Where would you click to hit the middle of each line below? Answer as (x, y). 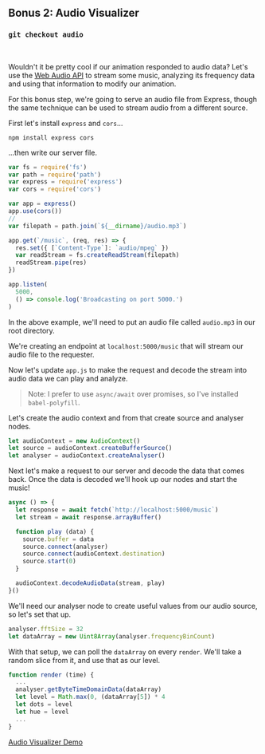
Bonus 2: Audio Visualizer (74, 13)
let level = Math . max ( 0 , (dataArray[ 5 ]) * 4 (90, 697)
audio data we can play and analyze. (68, 378)
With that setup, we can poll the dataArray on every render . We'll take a (125, 651)
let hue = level (42, 712)
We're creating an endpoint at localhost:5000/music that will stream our (126, 345)
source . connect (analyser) (66, 547)
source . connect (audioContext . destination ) (94, 554)
